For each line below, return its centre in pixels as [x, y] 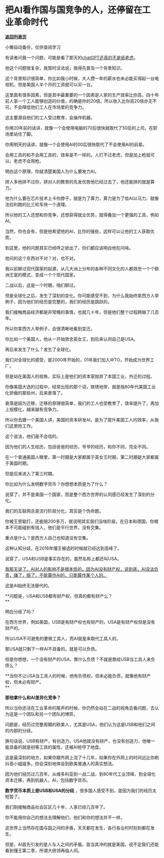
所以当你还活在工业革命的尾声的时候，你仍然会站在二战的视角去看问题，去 [80, 708]
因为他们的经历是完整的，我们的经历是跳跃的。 [65, 301]
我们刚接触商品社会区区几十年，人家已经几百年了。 [56, 807]
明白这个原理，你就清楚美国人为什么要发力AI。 [52, 171]
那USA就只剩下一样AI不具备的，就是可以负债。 [52, 649]
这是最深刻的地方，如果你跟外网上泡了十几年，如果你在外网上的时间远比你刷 [82, 757]
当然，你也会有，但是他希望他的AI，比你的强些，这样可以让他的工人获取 [78, 231]
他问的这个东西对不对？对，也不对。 [41, 258]
